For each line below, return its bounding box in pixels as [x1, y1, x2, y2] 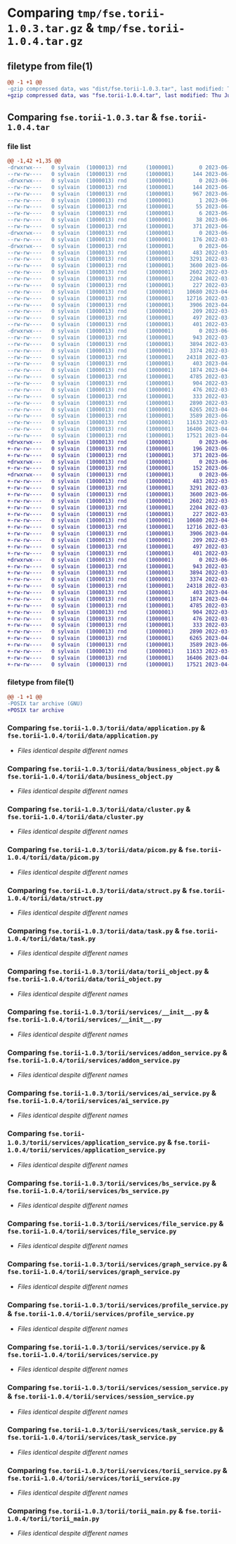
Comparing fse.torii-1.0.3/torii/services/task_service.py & [7, 1425, 224, 1435]
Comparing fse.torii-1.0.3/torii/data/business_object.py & [7, 764, 221, 773]
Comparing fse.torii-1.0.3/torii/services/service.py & [7, 1342, 206, 1351]
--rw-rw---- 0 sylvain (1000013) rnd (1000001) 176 [7, 236, 202, 243]
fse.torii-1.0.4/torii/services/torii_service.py [7, 1474, 181, 1482]
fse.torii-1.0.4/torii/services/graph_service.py [7, 1268, 181, 1276]
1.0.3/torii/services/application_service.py [7, 1139, 166, 1147]
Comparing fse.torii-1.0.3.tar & [7, 111, 158, 124]
